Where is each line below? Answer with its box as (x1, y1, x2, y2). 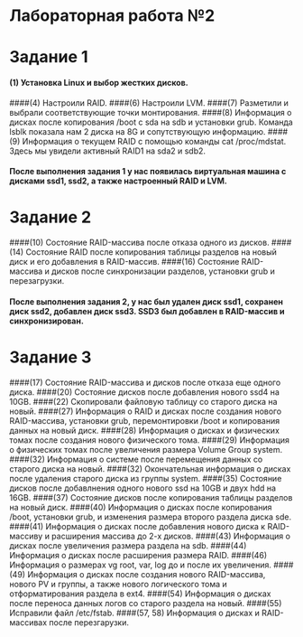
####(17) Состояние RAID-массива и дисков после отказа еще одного (9, 377, 281, 388)
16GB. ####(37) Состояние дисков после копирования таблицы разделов (9, 492, 293, 502)
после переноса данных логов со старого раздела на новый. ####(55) (9, 597, 282, 608)
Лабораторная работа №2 (9, 5, 216, 26)
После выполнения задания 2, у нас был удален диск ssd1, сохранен (9, 295, 284, 307)
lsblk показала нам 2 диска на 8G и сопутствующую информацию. (9, 126, 266, 136)
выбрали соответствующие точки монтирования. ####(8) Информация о (9, 107, 292, 117)
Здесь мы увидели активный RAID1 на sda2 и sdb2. (9, 145, 206, 156)
